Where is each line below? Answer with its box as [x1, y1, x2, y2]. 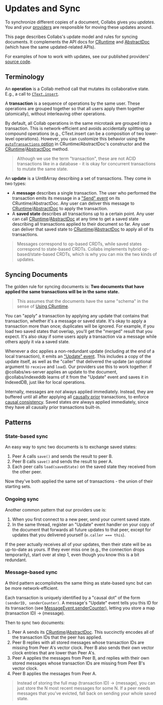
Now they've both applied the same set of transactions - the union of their [5, 478, 153, 484]
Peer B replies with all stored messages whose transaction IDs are [12, 639, 145, 645]
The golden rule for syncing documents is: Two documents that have [5, 283, 145, 289]
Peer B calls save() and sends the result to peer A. [12, 459, 113, 465]
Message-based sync [5, 569, 58, 576]
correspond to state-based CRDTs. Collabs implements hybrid [16, 246, 142, 252]
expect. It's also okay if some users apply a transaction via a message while [5, 333, 157, 339]
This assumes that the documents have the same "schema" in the [16, 298, 149, 304]
